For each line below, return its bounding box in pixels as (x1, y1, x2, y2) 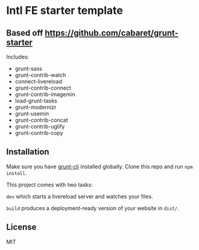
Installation (6, 146, 49, 157)
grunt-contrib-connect (14, 84, 71, 91)
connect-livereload (14, 78, 62, 85)
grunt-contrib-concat (14, 116, 68, 123)
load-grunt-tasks (14, 97, 57, 104)
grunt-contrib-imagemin (14, 91, 75, 97)
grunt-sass (14, 65, 42, 72)
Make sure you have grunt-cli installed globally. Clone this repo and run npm (6, 163, 193, 170)
